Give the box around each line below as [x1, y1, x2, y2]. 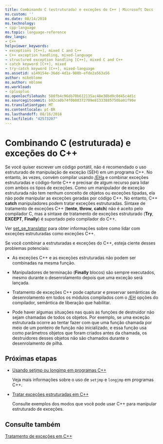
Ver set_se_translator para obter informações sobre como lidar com [5, 225, 140, 231]
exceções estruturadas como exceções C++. [5, 230, 95, 236]
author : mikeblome [5, 75, 42, 80]
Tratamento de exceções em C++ [5, 433, 72, 439]
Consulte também [5, 420, 61, 428]
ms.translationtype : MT [5, 103, 54, 108]
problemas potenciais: [5, 245, 50, 251]
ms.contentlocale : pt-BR [5, 107, 55, 112]
